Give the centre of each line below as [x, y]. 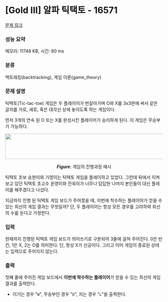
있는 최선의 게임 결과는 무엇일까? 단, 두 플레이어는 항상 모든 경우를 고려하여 [78, 206]
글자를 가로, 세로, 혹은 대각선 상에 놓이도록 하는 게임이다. [60, 109]
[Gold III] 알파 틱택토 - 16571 [61, 10]
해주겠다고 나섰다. [32, 189]
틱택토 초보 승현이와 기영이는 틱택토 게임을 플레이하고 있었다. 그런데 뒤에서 [78, 177]
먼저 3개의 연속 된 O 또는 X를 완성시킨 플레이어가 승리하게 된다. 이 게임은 [76, 120]
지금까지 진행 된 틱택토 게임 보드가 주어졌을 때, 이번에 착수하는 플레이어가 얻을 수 [84, 200]
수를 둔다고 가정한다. [30, 212]
